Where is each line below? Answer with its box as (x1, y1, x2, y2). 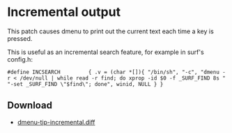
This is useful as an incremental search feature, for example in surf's (7, 48, 204, 56)
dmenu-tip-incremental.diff (17, 118, 95, 126)
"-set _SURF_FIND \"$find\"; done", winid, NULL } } (7, 80, 164, 87)
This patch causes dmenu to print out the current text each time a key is (7, 27, 214, 35)
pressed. (7, 34, 33, 42)
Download (7, 100, 52, 112)
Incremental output (7, 4, 121, 20)
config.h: (7, 55, 33, 63)
